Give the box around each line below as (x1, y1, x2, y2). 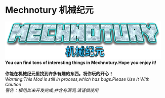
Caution (5, 82, 21, 87)
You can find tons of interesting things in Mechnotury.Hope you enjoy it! (5, 60, 157, 65)
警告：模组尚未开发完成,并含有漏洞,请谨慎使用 (5, 87, 99, 93)
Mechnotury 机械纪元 (5, 4, 94, 16)
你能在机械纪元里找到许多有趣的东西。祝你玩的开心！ (5, 71, 114, 76)
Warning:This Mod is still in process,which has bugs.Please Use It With (5, 76, 150, 82)
